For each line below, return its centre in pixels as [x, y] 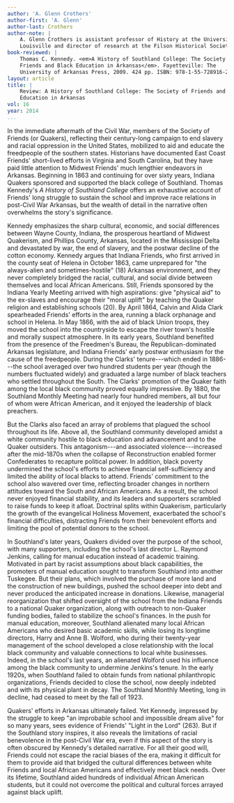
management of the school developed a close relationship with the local [110, 645]
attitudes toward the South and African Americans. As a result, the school [112, 491]
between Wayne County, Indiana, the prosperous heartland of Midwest [109, 233]
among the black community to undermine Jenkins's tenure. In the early [110, 667]
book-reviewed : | [32, 53]
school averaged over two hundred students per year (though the [117, 366]
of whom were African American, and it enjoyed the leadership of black [110, 403]
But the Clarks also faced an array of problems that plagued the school [109, 424]
